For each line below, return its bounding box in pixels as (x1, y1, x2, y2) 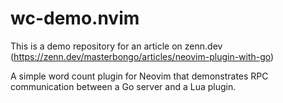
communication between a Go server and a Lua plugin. (10, 80, 237, 92)
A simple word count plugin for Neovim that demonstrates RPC (10, 70, 269, 82)
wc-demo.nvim (10, 7, 140, 30)
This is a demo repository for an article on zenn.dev (10, 40, 223, 52)
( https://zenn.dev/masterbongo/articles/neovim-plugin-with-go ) (10, 50, 275, 62)
